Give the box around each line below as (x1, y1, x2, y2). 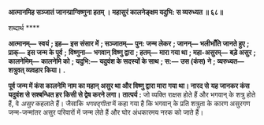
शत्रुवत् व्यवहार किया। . (8, 65, 65, 75)
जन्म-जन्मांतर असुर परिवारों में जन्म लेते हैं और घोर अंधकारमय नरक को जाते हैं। (8, 108, 204, 117)
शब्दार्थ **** (8, 24, 40, 32)
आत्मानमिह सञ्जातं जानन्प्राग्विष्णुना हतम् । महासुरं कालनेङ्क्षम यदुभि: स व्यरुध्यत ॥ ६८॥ (8, 8, 223, 17)
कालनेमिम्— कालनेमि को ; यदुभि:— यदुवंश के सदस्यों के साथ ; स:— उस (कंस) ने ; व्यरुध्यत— (8, 57, 244, 66)
